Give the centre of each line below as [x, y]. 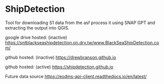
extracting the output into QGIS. [37, 28]
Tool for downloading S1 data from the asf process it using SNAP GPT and [80, 23]
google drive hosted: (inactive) [36, 37]
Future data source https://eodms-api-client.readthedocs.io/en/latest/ [76, 76]
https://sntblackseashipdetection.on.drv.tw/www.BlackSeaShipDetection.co [82, 42]
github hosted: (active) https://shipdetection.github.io [59, 67]
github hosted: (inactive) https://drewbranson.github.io [61, 57]
